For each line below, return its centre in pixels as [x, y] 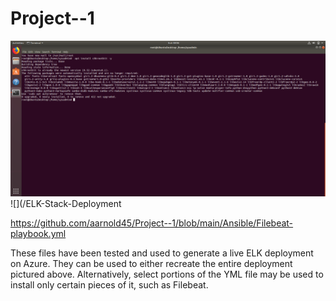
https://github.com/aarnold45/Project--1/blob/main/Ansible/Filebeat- [152, 223]
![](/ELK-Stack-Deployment [66, 203]
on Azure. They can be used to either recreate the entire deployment [151, 263]
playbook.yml [38, 233]
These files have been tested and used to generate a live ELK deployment [162, 253]
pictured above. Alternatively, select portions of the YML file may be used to [167, 274]
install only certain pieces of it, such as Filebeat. [109, 284]
